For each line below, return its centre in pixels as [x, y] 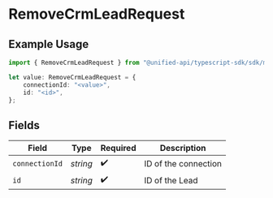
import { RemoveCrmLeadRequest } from [74, 62]
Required [118, 148]
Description [183, 148]
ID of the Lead [171, 180]
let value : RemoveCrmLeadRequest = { [72, 77]
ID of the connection [183, 163]
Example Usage [49, 44]
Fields [24, 125]
